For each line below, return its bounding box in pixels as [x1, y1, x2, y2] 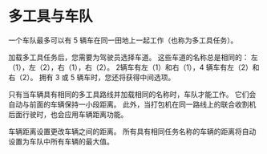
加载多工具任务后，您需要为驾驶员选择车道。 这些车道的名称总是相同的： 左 [8, 52, 258, 62]
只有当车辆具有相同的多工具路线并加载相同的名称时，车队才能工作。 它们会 [8, 89, 257, 99]
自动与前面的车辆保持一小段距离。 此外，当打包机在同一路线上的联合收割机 [8, 99, 257, 109]
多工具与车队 [8, 7, 94, 26]
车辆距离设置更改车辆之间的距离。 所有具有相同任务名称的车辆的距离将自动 [8, 126, 257, 136]
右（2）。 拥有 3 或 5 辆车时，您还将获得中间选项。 [8, 72, 176, 82]
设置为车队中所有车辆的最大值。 [8, 136, 114, 146]
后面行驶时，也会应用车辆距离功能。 [8, 109, 128, 119]
